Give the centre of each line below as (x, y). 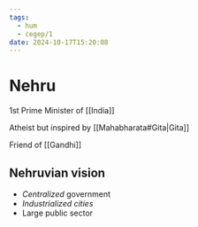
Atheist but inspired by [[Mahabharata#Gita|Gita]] (99, 128)
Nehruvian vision (57, 172)
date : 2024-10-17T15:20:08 (59, 42)
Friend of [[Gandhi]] (46, 145)
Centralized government (66, 194)
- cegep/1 (35, 34)
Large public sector (57, 213)
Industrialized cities (57, 204)
